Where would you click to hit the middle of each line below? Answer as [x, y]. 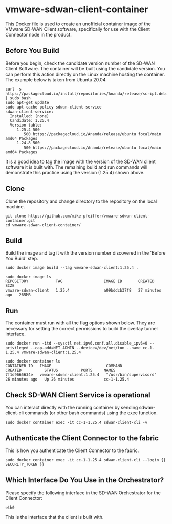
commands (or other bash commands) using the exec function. [91, 413]
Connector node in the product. [38, 34]
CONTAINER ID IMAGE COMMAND [64, 366]
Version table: [26, 125]
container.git [20, 220]
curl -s [14, 89]
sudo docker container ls [33, 362]
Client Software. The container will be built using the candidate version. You [85, 68]
